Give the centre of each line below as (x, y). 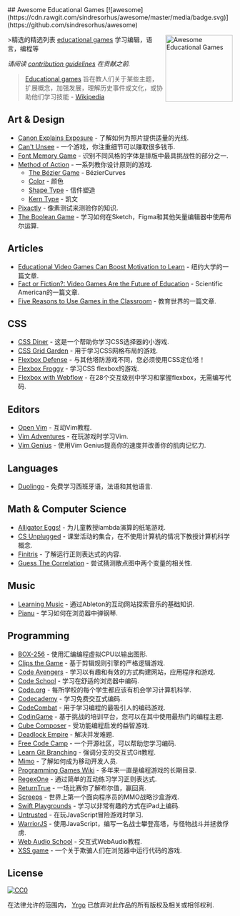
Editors (24, 409)
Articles (26, 249)
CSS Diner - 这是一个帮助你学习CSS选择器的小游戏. (93, 342)
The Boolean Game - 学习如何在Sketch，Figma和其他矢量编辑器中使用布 (125, 216)
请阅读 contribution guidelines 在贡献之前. (69, 64)
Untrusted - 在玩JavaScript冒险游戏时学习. (80, 815)
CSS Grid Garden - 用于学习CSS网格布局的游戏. (88, 351)
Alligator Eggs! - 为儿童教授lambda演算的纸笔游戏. (91, 527)
